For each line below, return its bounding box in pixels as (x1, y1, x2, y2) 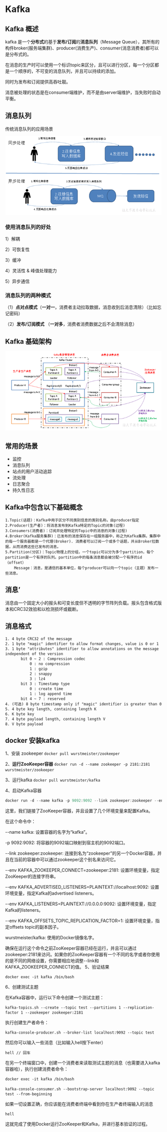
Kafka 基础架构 (5, 337, 52, 346)
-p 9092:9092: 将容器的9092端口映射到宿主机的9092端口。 (5, 840, 128, 846)
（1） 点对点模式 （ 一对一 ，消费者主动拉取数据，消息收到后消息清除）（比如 (5, 304, 158, 310)
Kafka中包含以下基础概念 (5, 503, 83, 512)
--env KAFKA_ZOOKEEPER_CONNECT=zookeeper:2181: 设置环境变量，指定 (5, 867, 160, 873)
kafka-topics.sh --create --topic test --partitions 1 (5, 1005, 121, 1010)
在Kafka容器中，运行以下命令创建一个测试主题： (5, 995, 104, 1001)
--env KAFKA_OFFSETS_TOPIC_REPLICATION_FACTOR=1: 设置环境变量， (5, 918, 156, 924)
